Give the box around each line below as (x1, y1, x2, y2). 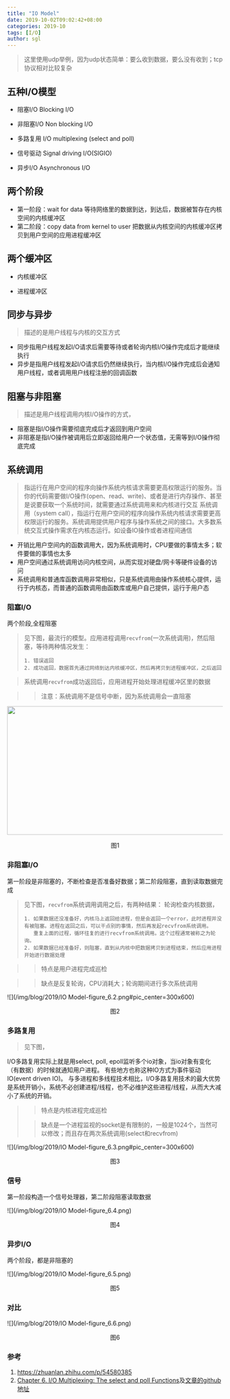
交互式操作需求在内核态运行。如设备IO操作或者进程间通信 (29, 526, 193, 534)
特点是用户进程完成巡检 (40, 964, 107, 972)
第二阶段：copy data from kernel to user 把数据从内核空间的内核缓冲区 (16, 222, 217, 230)
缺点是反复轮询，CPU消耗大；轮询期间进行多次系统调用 (40, 979, 199, 988)
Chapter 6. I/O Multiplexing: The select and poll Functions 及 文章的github (16, 1376, 221, 1385)
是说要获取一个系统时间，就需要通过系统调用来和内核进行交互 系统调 (23, 501, 218, 508)
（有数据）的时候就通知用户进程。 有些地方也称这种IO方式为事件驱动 (7, 1066, 201, 1074)
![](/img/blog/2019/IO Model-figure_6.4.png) (7, 1206, 132, 1215)
